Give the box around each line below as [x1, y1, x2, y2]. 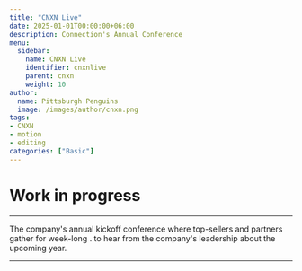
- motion [9, 130, 42, 139]
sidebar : [17, 47, 50, 56]
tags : [9, 113, 30, 122]
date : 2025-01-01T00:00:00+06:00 [9, 22, 135, 31]
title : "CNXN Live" [9, 13, 83, 22]
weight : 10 [25, 80, 67, 89]
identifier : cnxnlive [25, 64, 106, 73]
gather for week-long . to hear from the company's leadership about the [9, 232, 276, 243]
